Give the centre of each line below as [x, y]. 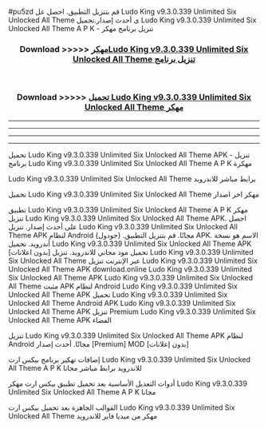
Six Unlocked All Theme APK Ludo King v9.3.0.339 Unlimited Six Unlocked [131, 277]
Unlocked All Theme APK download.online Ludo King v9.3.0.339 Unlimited [130, 269]
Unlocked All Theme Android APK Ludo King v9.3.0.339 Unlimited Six [122, 303]
